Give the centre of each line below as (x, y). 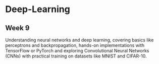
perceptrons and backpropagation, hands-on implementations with (75, 45)
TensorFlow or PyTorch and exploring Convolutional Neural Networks (77, 51)
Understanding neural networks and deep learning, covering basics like (79, 40)
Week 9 (17, 28)
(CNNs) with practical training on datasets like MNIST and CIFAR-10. (76, 56)
